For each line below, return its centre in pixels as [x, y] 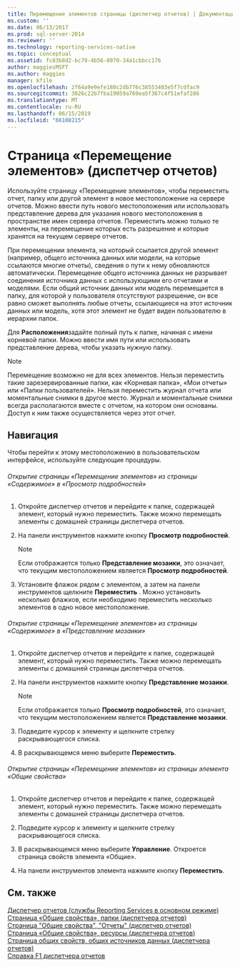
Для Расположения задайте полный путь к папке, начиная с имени [110, 332]
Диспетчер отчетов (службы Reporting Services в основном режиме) [113, 910]
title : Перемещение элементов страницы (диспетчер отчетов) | [102, 14]
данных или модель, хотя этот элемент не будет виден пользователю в [117, 311]
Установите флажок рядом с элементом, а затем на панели [109, 584]
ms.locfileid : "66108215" [46, 120]
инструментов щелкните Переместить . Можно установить [109, 592]
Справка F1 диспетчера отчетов [56, 956]
